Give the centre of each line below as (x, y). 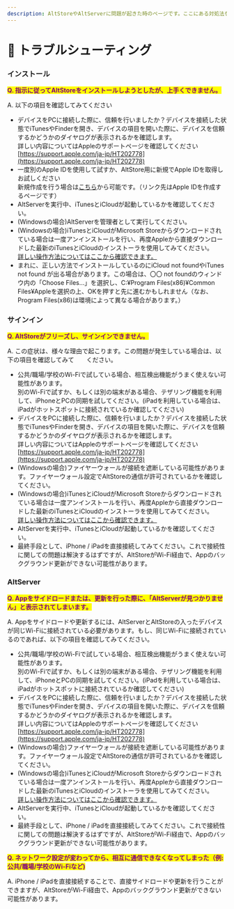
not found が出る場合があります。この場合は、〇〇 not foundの (108, 274)
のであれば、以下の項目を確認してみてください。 (83, 639)
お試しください (39, 178)
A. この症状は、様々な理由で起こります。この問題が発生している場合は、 (111, 351)
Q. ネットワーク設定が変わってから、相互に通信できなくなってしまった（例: (116, 857)
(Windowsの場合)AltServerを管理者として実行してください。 (104, 222)
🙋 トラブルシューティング (79, 50)
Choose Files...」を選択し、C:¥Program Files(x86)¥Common (128, 283)
